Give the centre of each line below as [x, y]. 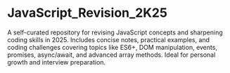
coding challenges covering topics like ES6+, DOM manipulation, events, [113, 47]
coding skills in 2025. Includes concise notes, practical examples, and [108, 39]
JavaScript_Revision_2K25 [87, 13]
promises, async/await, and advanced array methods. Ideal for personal [111, 55]
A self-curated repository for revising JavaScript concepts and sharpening [115, 32]
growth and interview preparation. [57, 62]
